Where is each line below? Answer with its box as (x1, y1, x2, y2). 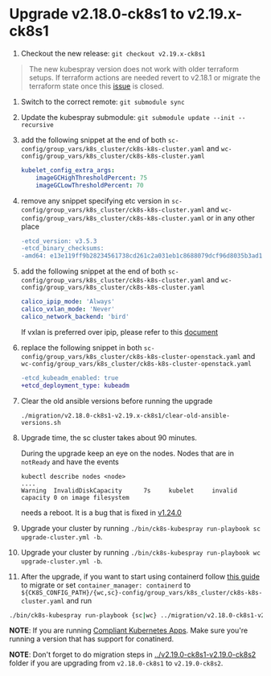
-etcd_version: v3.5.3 (20, 237, 97, 245)
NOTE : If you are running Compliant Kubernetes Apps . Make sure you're (9, 625, 248, 636)
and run (66, 596, 92, 605)
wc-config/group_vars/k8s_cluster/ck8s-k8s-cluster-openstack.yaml (20, 360, 252, 368)
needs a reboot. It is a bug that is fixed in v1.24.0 (20, 508, 182, 517)
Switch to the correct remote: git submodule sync (20, 97, 185, 106)
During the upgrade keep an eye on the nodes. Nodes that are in (20, 448, 235, 458)
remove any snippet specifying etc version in (20, 196, 170, 205)
